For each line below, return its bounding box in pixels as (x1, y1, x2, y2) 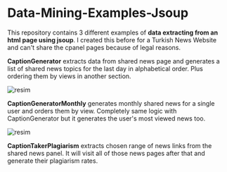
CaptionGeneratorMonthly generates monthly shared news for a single (7, 99, 215, 107)
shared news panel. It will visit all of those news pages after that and (7, 149, 205, 157)
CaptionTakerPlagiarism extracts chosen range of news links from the (7, 141, 212, 149)
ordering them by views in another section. (7, 72, 131, 80)
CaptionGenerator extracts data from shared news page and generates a (7, 56, 220, 65)
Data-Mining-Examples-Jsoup (7, 5, 188, 21)
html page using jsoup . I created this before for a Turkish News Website (7, 35, 216, 44)
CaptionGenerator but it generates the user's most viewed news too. (7, 114, 206, 123)
